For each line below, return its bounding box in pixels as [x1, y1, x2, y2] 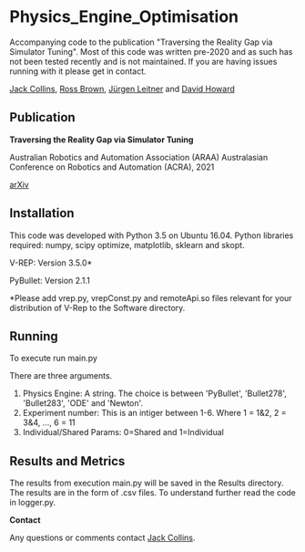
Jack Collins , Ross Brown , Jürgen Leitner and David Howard [9, 83, 235, 94]
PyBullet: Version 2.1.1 [9, 275, 91, 286]
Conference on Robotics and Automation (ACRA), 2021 [9, 161, 215, 172]
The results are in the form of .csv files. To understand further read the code [9, 487, 296, 498]
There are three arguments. [9, 370, 113, 381]
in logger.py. [9, 497, 56, 508]
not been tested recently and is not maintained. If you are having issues [9, 56, 278, 67]
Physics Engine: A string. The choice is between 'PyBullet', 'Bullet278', [22, 388, 287, 399]
